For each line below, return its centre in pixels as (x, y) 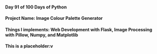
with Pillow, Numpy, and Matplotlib (42, 35)
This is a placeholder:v (29, 46)
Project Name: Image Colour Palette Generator (54, 18)
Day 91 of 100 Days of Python (36, 7)
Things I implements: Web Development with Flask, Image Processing (79, 29)
